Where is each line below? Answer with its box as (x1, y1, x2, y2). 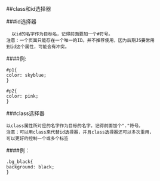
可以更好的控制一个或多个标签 (6, 135, 69, 141)
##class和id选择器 (6, 5, 51, 12)
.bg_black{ (6, 159, 33, 165)
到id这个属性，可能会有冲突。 (6, 44, 70, 50)
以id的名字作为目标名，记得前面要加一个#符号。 (11, 31, 113, 37)
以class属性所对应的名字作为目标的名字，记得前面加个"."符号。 (6, 123, 143, 129)
